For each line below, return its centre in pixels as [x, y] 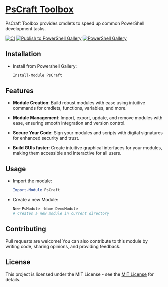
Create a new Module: [35, 200]
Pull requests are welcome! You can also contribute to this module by [77, 241]
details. [13, 279]
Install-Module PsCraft [37, 75]
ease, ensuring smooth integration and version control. [69, 123]
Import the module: [32, 181]
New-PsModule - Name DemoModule [45, 209]
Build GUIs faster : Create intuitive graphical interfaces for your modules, [87, 148]
